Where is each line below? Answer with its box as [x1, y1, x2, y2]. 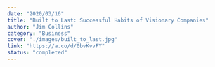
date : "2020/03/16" [7, 10, 65, 17]
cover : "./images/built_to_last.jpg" [7, 36, 118, 43]
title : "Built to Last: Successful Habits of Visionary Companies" [7, 17, 209, 24]
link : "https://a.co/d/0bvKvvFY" [7, 43, 105, 50]
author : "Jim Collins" [7, 23, 74, 30]
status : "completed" [7, 50, 68, 57]
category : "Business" [7, 29, 71, 37]
